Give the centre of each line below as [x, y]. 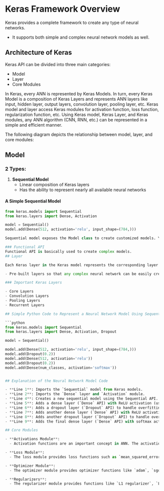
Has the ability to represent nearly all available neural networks [83, 190]
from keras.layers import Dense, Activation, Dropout [61, 332]
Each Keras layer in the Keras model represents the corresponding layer [82, 265]
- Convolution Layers [27, 296]
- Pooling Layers [23, 301]
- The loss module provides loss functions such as [63, 457]
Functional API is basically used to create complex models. [69, 251]
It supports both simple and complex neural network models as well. [81, 37]
